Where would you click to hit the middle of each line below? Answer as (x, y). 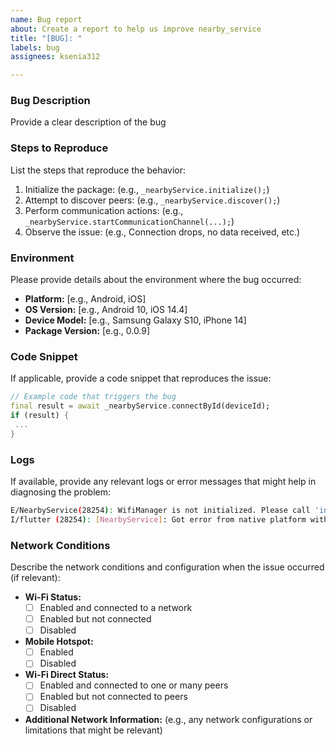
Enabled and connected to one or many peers (134, 685)
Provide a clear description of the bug (88, 122)
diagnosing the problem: (61, 492)
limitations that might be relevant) (93, 730)
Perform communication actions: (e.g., (104, 210)
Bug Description (50, 101)
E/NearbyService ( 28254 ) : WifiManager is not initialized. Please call (160, 510)
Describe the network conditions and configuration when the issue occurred (167, 567)
